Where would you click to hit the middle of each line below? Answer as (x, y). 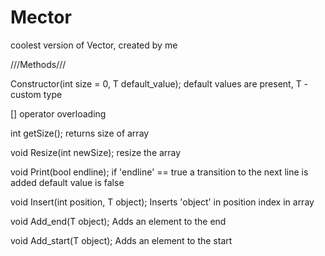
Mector (41, 17)
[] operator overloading (58, 113)
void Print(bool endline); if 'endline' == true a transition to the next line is (159, 172)
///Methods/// (38, 64)
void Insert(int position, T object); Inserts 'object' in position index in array (162, 202)
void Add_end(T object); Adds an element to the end (118, 221)
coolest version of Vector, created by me (94, 45)
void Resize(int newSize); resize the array (96, 152)
